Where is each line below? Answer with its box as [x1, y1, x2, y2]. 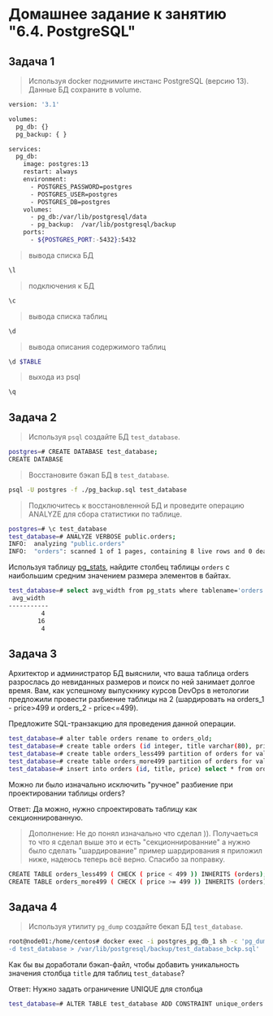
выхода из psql [28, 372, 81, 382]
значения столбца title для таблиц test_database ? [8, 968, 185, 978]
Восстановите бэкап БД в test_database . [28, 469, 170, 480]
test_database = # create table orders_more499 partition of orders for [8, 757, 253, 765]
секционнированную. [8, 813, 84, 822]
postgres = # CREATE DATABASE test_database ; [8, 448, 158, 456]
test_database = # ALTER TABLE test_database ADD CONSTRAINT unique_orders [8, 1000, 264, 1008]
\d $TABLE [8, 357, 42, 366]
